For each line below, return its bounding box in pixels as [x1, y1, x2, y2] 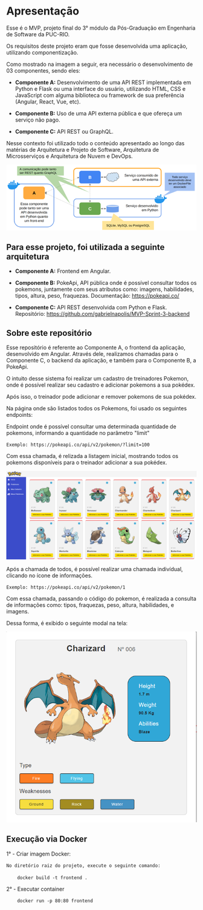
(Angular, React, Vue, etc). [14, 98, 81, 105]
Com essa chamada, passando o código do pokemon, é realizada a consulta [6, 595, 196, 603]
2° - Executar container [6, 885, 65, 892]
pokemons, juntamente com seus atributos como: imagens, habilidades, [14, 286, 195, 293]
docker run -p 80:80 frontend [17, 897, 94, 904]
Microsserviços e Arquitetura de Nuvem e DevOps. [6, 152, 133, 160]
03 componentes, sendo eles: [6, 67, 80, 74]
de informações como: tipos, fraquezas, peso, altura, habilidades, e [6, 601, 174, 609]
